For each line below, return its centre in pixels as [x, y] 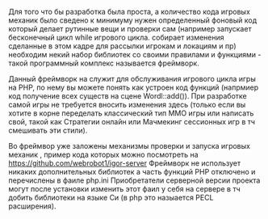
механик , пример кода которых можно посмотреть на [104, 154]
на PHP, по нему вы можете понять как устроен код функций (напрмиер [134, 87]
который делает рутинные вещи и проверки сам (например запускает [130, 29]
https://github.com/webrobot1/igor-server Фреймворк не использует [125, 163]
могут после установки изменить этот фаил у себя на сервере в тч [124, 189]
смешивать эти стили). [48, 130]
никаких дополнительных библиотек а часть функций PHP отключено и [132, 172]
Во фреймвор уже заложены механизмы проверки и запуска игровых [129, 146]
